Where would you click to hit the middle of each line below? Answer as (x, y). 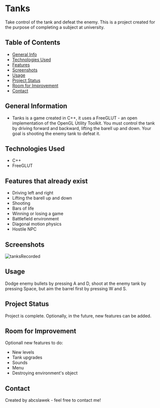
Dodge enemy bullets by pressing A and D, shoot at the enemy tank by (76, 283)
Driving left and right (33, 193)
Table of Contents (33, 43)
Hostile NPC (24, 229)
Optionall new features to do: (34, 343)
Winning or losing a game (38, 214)
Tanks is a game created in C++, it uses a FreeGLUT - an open (75, 118)
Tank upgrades (27, 358)
